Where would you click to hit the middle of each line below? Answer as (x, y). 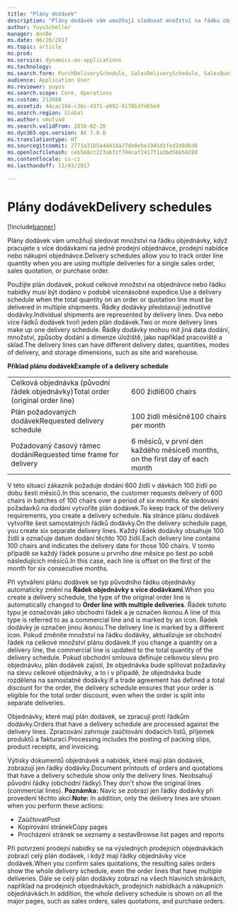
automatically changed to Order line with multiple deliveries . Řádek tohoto (117, 605)
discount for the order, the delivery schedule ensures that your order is (110, 687)
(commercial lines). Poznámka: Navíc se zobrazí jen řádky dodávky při (110, 790)
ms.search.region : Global (45, 113)
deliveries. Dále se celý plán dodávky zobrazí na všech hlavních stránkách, (117, 878)
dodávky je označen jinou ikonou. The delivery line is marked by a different (116, 627)
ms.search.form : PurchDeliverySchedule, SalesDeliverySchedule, (104, 73)
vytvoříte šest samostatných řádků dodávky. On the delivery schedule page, (118, 523)
